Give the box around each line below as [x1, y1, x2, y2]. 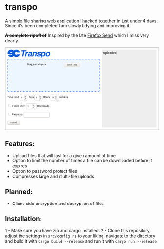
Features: [5, 139, 35, 148]
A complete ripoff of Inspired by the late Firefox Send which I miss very [5, 32, 149, 38]
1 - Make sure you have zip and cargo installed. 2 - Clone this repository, [5, 227, 151, 233]
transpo [5, 1, 38, 13]
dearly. [5, 37, 19, 43]
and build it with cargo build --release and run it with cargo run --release [5, 238, 157, 244]
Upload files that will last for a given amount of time [12, 153, 116, 158]
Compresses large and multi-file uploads [12, 173, 94, 180]
